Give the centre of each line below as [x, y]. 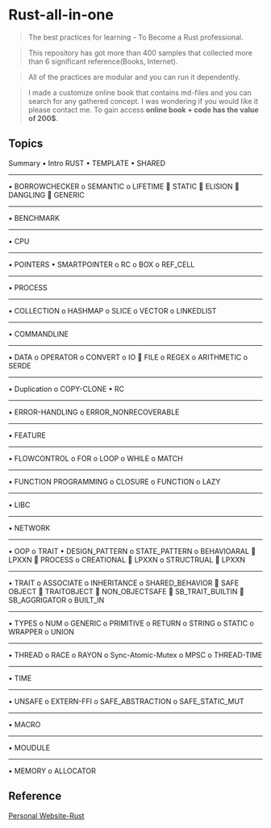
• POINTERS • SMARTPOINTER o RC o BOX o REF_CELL [102, 264]
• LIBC [19, 505]
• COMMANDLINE [38, 334]
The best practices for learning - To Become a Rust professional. [135, 37]
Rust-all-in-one [61, 15]
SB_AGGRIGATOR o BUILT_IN [56, 600]
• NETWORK [29, 528]
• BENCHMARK [34, 218]
